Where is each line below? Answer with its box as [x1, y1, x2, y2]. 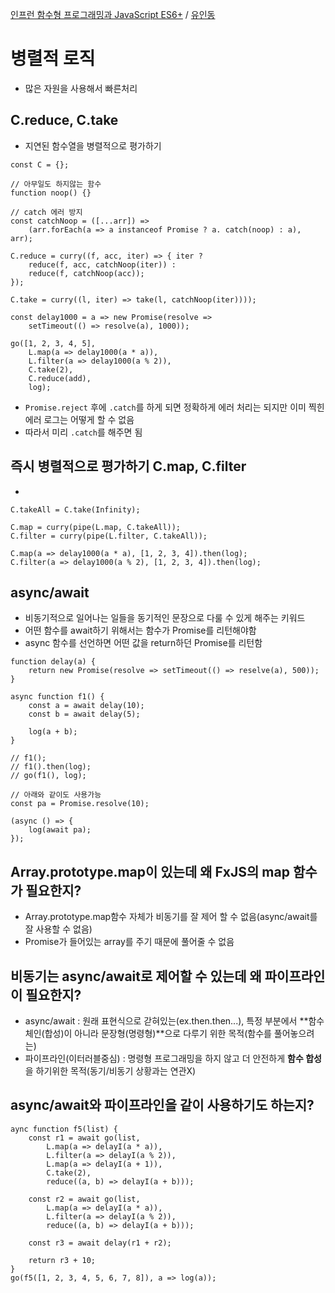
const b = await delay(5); [28, 709, 141, 720]
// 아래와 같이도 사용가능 [10, 790, 102, 800]
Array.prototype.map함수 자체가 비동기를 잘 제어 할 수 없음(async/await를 [24, 911, 318, 923]
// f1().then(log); [10, 762, 92, 772]
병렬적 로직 [10, 48, 96, 70]
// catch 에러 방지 [10, 207, 83, 217]
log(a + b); [28, 727, 78, 737]
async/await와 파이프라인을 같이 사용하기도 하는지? [10, 1097, 315, 1114]
